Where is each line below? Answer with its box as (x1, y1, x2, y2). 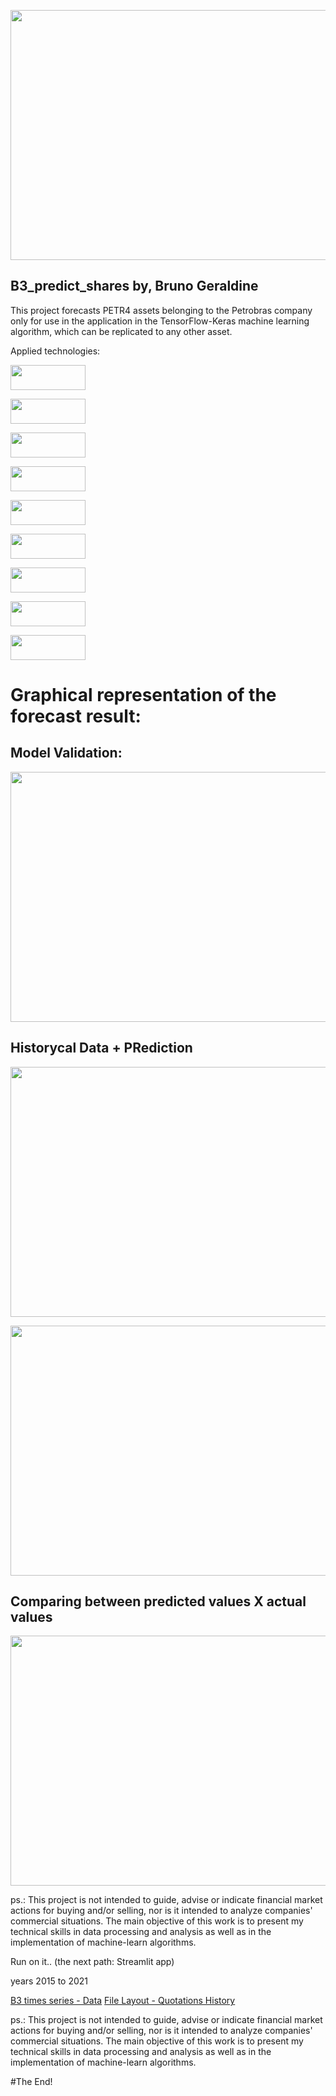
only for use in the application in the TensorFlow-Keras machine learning (10, 315, 310, 327)
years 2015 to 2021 (10, 1975, 89, 1987)
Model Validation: (10, 745, 123, 762)
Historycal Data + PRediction (10, 1040, 193, 1057)
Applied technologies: (10, 345, 101, 357)
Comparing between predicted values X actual (10, 1593, 307, 1610)
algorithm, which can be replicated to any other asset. (10, 325, 233, 337)
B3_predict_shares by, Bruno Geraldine (10, 278, 259, 295)
